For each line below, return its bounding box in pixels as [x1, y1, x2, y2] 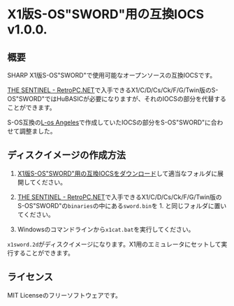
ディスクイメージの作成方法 [7, 150, 126, 161]
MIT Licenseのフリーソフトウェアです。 [7, 291, 122, 299]
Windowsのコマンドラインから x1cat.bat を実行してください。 [17, 225, 195, 233]
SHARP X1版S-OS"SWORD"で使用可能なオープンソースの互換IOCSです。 [7, 71, 217, 79]
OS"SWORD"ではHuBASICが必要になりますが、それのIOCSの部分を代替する [7, 95, 227, 103]
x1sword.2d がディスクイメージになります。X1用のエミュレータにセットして [7, 240, 221, 248]
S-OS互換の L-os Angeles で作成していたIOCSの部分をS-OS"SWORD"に [7, 118, 212, 126]
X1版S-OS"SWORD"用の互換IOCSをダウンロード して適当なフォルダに [17, 169, 218, 177]
